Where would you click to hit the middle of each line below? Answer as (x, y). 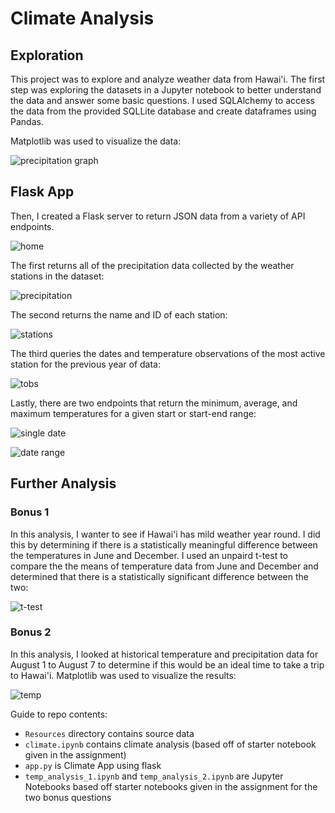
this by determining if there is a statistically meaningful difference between (164, 544)
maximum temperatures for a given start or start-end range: (133, 413)
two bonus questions (68, 797)
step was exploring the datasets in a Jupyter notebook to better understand (166, 90)
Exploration (47, 55)
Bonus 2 (31, 632)
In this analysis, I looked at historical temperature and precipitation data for (164, 654)
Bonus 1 (30, 512)
